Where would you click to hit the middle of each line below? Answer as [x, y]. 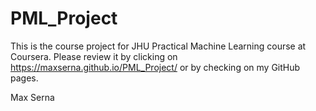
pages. [24, 78]
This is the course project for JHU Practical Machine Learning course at [158, 46]
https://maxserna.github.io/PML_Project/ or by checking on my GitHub [155, 67]
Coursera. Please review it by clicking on [94, 56]
